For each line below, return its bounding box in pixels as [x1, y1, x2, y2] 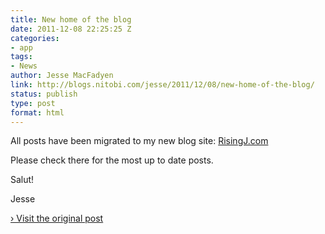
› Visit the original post [10, 212, 104, 225]
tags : [10, 52, 33, 62]
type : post [10, 98, 56, 108]
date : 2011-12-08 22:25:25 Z [10, 24, 132, 34]
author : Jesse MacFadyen [10, 71, 114, 81]
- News [10, 61, 38, 71]
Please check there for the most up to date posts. [10, 154, 214, 166]
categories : [10, 33, 60, 43]
